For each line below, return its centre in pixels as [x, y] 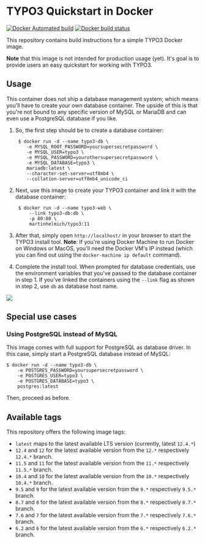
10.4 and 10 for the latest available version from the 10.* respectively [102, 476]
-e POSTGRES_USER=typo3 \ [50, 376]
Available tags [34, 417]
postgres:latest [38, 386]
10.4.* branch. [34, 483]
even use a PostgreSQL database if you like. [62, 118]
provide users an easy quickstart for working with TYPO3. [80, 65]
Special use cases [42, 317]
